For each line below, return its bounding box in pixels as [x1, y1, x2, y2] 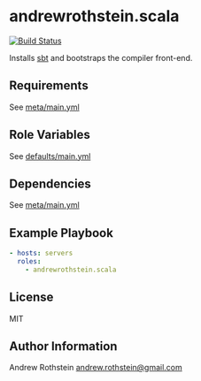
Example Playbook [9, 225, 113, 240]
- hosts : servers [9, 249, 73, 258]
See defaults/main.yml [9, 150, 91, 161]
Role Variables [9, 127, 90, 142]
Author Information [9, 339, 118, 354]
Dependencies [9, 176, 91, 191]
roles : [17, 257, 42, 266]
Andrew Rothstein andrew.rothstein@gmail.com [9, 362, 183, 373]
